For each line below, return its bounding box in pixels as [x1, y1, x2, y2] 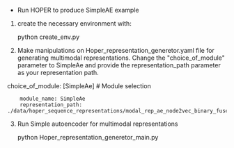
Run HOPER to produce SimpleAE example [17, 6, 139, 14]
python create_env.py [17, 33, 80, 41]
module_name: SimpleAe [19, 95, 86, 102]
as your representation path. [17, 69, 99, 76]
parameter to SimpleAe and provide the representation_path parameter [17, 61, 221, 69]
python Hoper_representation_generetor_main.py [17, 133, 159, 141]
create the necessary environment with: [17, 19, 132, 27]
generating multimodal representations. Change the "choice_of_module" [17, 54, 225, 62]
